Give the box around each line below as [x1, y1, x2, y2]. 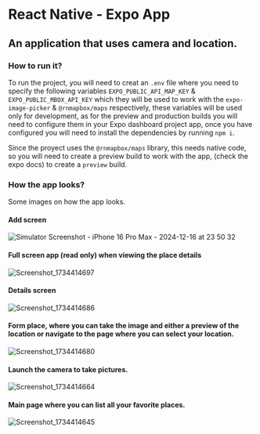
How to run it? [8, 60, 63, 71]
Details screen [8, 286, 56, 295]
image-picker [8, 104, 51, 112]
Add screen [8, 215, 47, 224]
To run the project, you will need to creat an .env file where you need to [8, 78, 239, 87]
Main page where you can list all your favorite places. [8, 400, 186, 409]
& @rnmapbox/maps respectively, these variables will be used [52, 103, 243, 112]
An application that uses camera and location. [8, 37, 237, 50]
